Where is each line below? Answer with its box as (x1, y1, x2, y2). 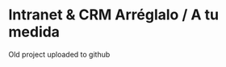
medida (8, 23, 61, 41)
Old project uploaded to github (8, 49, 111, 59)
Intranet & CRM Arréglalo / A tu (8, 6, 220, 24)
